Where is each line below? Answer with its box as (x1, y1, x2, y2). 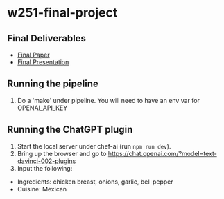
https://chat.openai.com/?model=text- (107, 149, 217, 158)
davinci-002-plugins (17, 157, 76, 165)
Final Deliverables (7, 32, 87, 44)
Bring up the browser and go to (17, 149, 107, 158)
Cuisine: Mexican (17, 184, 67, 193)
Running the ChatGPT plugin (7, 124, 133, 135)
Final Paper (17, 50, 50, 59)
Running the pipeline (7, 78, 98, 90)
